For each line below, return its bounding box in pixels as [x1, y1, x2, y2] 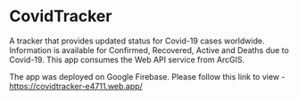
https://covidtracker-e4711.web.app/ [9, 81, 143, 91]
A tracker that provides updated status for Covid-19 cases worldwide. [9, 35, 265, 46]
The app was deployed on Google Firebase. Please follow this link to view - [9, 71, 286, 81]
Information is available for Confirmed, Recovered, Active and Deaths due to [9, 44, 290, 55]
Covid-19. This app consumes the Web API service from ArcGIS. [9, 54, 245, 65]
